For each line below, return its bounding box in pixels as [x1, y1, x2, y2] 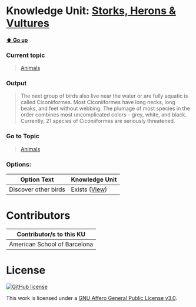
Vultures [6, 16, 50, 30]
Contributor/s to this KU [16, 230, 86, 238]
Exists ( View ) [71, 185, 108, 193]
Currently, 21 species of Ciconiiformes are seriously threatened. [20, 118, 175, 125]
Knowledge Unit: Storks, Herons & [6, 4, 177, 18]
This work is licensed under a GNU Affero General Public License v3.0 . [6, 294, 178, 301]
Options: [6, 160, 32, 168]
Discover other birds [9, 185, 66, 193]
